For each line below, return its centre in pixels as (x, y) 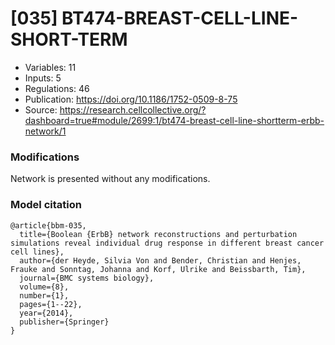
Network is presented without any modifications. (110, 179)
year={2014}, (46, 313)
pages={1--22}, (51, 304)
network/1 (45, 131)
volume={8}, (44, 287)
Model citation (46, 205)
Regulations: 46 (57, 88)
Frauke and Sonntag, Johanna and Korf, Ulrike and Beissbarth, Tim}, (158, 269)
